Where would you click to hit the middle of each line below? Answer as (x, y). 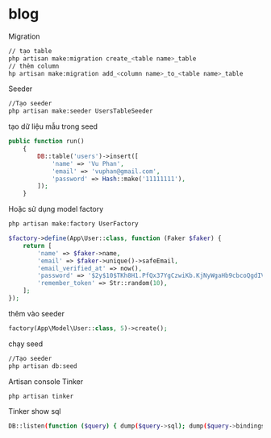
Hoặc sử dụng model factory (56, 209)
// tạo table (30, 51)
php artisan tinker (41, 396)
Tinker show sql (35, 411)
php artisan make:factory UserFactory (73, 224)
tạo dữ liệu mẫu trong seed (53, 126)
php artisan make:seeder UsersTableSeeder (81, 111)
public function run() (46, 142)
